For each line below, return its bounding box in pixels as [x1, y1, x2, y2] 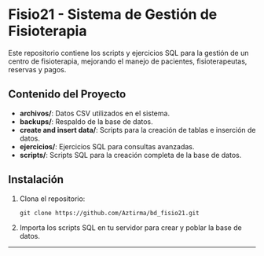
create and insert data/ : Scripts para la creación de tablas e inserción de [19, 125, 256, 134]
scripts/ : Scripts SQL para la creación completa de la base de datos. [19, 150, 242, 159]
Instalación [8, 173, 64, 186]
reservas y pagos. [8, 64, 67, 74]
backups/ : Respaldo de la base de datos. [19, 116, 153, 126]
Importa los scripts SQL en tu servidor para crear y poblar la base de [19, 222, 242, 232]
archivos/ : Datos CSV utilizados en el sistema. [19, 108, 170, 118]
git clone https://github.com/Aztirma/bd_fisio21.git [19, 209, 200, 217]
